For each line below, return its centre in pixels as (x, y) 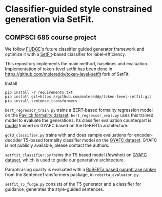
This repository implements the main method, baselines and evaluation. (77, 64)
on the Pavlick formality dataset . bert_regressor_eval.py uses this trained (79, 115)
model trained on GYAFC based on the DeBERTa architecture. (67, 126)
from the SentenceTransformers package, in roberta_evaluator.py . (72, 175)
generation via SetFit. (50, 19)
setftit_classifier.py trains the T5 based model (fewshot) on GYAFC (76, 155)
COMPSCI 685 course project (51, 37)
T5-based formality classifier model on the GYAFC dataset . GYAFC (90, 140)
